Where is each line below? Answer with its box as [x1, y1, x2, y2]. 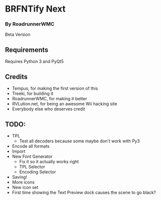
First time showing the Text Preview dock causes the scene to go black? [12, 189, 156, 195]
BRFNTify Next [5, 3, 66, 15]
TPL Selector [19, 164, 45, 169]
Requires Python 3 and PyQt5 [5, 59, 64, 64]
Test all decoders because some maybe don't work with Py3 [19, 138, 140, 144]
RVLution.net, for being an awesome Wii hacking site [12, 101, 117, 107]
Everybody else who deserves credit [12, 106, 86, 112]
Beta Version [5, 31, 30, 37]
